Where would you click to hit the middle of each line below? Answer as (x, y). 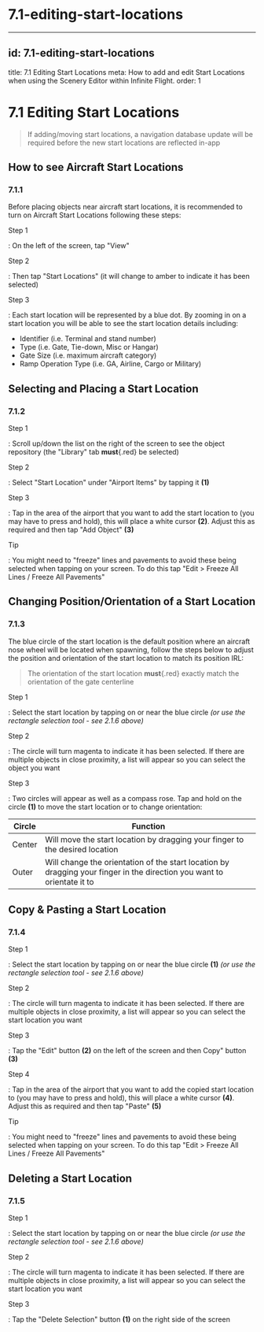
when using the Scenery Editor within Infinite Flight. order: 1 (104, 80)
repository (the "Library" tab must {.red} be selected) (93, 452)
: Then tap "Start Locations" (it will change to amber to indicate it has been (129, 276)
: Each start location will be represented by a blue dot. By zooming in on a (127, 315)
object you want (34, 768)
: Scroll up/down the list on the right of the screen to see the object (117, 443)
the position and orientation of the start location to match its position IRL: (126, 658)
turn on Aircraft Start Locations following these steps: (95, 215)
